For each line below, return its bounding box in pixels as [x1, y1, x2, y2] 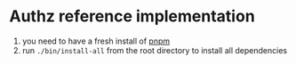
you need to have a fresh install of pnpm [21, 36, 171, 46]
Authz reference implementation [9, 6, 255, 27]
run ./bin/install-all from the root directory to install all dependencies [21, 44, 287, 55]
